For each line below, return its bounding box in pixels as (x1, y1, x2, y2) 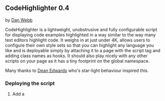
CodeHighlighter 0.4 (5, 4, 69, 12)
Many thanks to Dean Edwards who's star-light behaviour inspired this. (5, 67, 149, 73)
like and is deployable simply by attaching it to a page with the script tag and (5, 47, 161, 53)
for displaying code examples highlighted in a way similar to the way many (5, 32, 156, 37)
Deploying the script (5, 80, 55, 87)
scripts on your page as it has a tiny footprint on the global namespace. (5, 58, 150, 64)
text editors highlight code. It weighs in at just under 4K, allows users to (5, 37, 150, 43)
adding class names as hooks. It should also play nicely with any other (5, 53, 148, 59)
